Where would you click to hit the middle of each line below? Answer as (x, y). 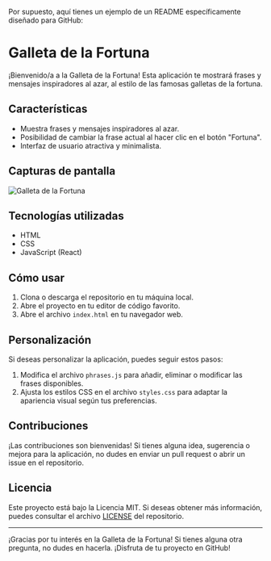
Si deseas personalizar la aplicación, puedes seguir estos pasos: (116, 359)
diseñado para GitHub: (46, 20)
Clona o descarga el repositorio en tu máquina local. (106, 297)
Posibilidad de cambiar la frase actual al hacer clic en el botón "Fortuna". (141, 137)
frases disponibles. (52, 383)
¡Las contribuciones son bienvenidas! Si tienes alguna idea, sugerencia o (129, 445)
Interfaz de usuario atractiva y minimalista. (91, 145)
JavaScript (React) (51, 253)
